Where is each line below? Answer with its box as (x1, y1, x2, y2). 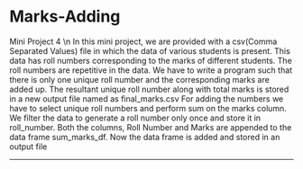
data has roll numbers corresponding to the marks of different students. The (9, 55, 293, 66)
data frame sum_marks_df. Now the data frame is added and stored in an (9, 131, 280, 142)
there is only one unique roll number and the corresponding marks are (9, 74, 271, 84)
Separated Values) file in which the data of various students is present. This (9, 45, 290, 56)
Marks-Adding (9, 6, 121, 27)
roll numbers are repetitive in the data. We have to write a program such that (9, 65, 293, 76)
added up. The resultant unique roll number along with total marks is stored (9, 84, 289, 94)
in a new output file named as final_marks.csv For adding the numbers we (9, 93, 284, 104)
